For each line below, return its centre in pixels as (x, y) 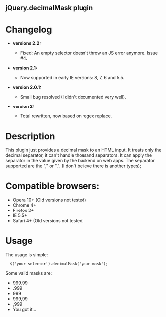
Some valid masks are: (29, 273)
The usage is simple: (27, 255)
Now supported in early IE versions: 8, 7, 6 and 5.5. (72, 78)
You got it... (25, 309)
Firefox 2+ (23, 211)
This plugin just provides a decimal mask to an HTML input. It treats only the (83, 150)
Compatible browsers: (53, 186)
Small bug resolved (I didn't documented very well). (73, 97)
